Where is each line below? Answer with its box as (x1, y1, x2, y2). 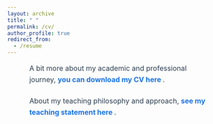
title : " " (7, 17, 39, 24)
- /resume (13, 42, 42, 49)
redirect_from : (7, 36, 52, 43)
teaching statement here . (29, 107, 117, 117)
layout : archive (7, 10, 54, 17)
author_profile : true (7, 29, 71, 37)
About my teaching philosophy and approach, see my (29, 96, 206, 106)
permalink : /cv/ (7, 23, 54, 30)
